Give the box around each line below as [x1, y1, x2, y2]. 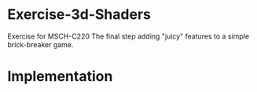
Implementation [7, 68, 113, 86]
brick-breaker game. [7, 39, 74, 49]
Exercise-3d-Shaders [7, 6, 151, 24]
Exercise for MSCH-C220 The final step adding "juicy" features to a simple [7, 31, 249, 41]
